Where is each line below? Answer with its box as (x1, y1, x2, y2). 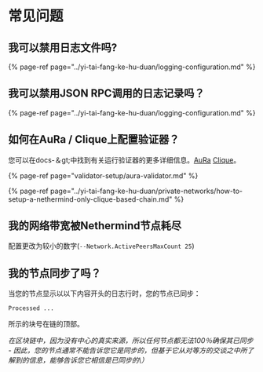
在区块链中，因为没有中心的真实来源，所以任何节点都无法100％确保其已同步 (8, 336, 254, 345)
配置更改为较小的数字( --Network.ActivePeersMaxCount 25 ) (8, 241, 195, 251)
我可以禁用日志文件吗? (8, 41, 118, 54)
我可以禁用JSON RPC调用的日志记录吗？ (8, 87, 206, 100)
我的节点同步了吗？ (8, 266, 101, 279)
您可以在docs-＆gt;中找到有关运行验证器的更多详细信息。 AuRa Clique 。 (8, 155, 241, 165)
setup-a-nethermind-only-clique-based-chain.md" (8, 194, 173, 204)
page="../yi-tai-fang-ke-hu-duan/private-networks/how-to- (49, 186, 243, 195)
